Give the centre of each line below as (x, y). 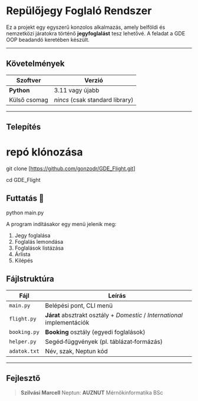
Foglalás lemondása (39, 241)
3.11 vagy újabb (77, 90)
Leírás (117, 296)
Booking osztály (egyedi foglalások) (95, 332)
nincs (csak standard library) (94, 100)
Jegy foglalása (32, 235)
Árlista (22, 254)
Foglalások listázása (39, 248)
